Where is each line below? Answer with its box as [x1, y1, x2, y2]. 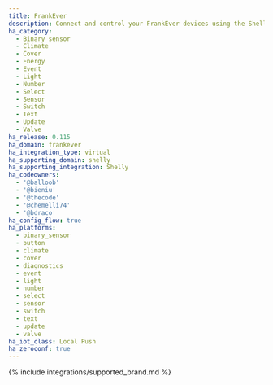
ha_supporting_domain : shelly [8, 155, 111, 164]
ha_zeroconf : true [8, 345, 71, 353]
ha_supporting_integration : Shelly [8, 164, 129, 172]
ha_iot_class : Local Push [8, 337, 96, 346]
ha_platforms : [8, 224, 57, 232]
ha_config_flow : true [8, 217, 82, 225]
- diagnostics [15, 261, 63, 269]
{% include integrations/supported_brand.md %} [8, 367, 172, 377]
